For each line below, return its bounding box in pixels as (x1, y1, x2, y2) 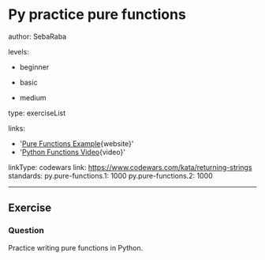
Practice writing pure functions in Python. (8, 243, 144, 252)
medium (19, 92, 47, 102)
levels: (8, 47, 29, 56)
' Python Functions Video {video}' (19, 147, 126, 156)
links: (8, 123, 26, 133)
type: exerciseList (8, 108, 66, 118)
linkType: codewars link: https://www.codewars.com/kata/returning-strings (8, 162, 252, 171)
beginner (19, 62, 50, 72)
